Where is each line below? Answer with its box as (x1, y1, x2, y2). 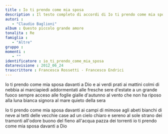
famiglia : (5, 35, 28, 40)
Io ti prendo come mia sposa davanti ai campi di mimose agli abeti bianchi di (5, 107, 162, 113)
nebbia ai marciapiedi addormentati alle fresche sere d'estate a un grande (5, 87, 157, 92)
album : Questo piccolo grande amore (5, 26, 84, 31)
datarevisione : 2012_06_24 (5, 63, 64, 68)
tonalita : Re (5, 30, 35, 35)
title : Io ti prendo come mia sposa (5, 7, 84, 12)
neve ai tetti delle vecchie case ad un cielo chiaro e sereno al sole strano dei (5, 112, 162, 118)
